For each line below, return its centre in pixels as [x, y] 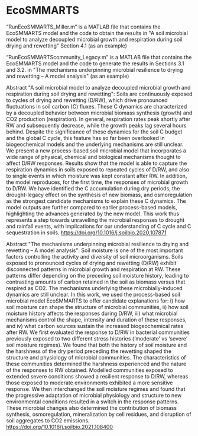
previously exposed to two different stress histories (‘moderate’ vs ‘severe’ [97, 338]
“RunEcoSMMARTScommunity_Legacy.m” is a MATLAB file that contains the [99, 57]
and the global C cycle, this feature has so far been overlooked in [85, 138]
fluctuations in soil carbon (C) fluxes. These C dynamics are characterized [97, 106]
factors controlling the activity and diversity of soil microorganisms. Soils [95, 256]
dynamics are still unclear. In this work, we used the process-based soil [93, 294]
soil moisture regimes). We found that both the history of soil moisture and [97, 345]
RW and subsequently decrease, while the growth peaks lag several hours [96, 125]
